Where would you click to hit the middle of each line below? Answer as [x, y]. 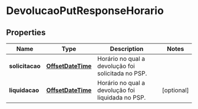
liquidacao [24, 90]
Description [127, 49]
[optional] [175, 90]
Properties [26, 33]
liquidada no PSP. [121, 98]
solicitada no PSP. [122, 73]
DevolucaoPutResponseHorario [85, 11]
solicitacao [25, 66]
